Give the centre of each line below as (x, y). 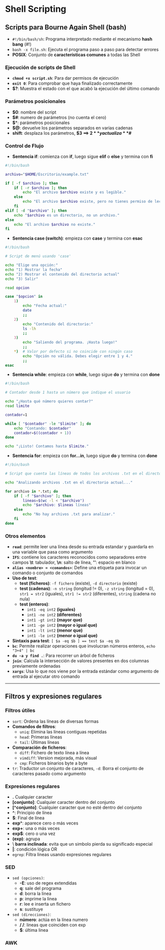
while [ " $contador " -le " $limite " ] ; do (48, 424)
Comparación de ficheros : (39, 747)
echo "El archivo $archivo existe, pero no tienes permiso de (88, 202)
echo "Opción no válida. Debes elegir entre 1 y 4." (78, 356)
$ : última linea (34, 930)
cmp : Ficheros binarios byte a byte (54, 763)
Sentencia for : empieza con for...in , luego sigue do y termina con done (85, 456)
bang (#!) (22, 44)
